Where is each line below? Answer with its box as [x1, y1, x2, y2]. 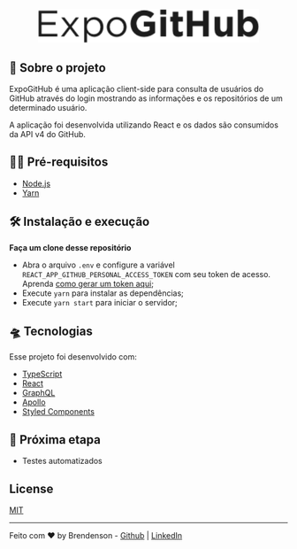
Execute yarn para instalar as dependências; [21, 288, 184, 298]
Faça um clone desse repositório [9, 242, 132, 252]
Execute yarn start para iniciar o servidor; [21, 297, 179, 307]
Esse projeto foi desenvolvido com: [9, 352, 137, 362]
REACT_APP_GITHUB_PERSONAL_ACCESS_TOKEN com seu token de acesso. [21, 268, 271, 279]
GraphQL [21, 388, 56, 398]
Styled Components [21, 406, 95, 417]
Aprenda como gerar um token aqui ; [21, 278, 155, 289]
